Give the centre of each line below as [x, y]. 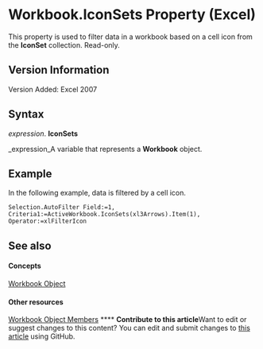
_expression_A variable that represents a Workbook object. [105, 149]
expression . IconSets [43, 134]
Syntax [26, 114]
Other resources [36, 302]
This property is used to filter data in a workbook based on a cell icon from [130, 37]
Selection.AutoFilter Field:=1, [62, 207]
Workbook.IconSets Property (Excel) [132, 15]
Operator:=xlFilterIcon [48, 221]
